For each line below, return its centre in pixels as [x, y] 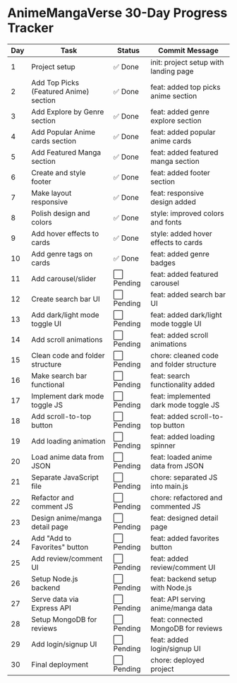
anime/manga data [182, 607]
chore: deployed [177, 660]
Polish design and [61, 213]
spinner [163, 445]
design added [173, 201]
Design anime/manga [67, 518]
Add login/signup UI [64, 644]
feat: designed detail [184, 518]
